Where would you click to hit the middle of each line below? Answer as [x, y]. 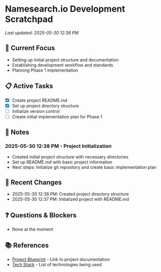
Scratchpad [29, 19]
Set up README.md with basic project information [62, 162]
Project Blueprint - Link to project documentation [61, 259]
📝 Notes [17, 132]
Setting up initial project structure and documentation [65, 60]
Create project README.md [40, 100]
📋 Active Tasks [29, 86]
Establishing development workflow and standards [63, 65]
